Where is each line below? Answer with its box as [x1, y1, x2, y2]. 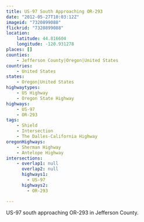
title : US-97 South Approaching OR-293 [6, 8, 103, 15]
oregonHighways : [6, 138, 45, 145]
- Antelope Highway [16, 150, 64, 155]
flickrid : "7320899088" [6, 25, 64, 31]
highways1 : [21, 172, 48, 178]
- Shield [16, 123, 38, 129]
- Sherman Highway [16, 144, 61, 150]
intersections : [6, 155, 43, 161]
